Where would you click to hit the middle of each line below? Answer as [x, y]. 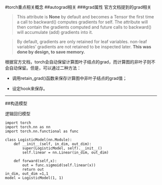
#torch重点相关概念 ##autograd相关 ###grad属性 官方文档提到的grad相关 [78, 7]
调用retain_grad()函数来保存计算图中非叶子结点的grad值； [69, 78]
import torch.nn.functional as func [42, 131]
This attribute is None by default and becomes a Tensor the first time [85, 17]
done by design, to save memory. [51, 52]
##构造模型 [16, 103]
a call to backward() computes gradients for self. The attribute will [82, 22]
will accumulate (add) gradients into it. [55, 32]
